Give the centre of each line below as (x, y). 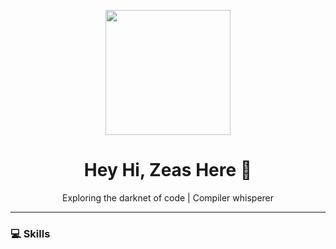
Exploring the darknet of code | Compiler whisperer (168, 197)
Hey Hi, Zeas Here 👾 (168, 170)
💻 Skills (30, 233)
